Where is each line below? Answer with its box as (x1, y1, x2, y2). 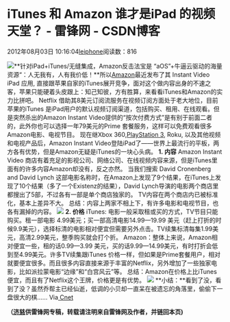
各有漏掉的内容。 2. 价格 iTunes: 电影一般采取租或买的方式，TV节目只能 (7, 207, 218, 216)
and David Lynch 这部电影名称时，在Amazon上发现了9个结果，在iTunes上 (7, 173, 216, 182)
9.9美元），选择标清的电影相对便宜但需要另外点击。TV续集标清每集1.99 (12, 224, 213, 233)
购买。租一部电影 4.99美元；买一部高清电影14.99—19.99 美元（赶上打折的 (7, 216, 216, 224)
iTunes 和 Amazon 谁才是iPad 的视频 (7, 6, 216, 22)
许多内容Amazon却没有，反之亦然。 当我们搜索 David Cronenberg (25, 164, 212, 173)
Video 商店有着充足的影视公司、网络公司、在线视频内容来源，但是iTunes (7, 156, 212, 164)
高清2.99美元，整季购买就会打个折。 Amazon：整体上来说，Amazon (18, 233, 212, 241)
